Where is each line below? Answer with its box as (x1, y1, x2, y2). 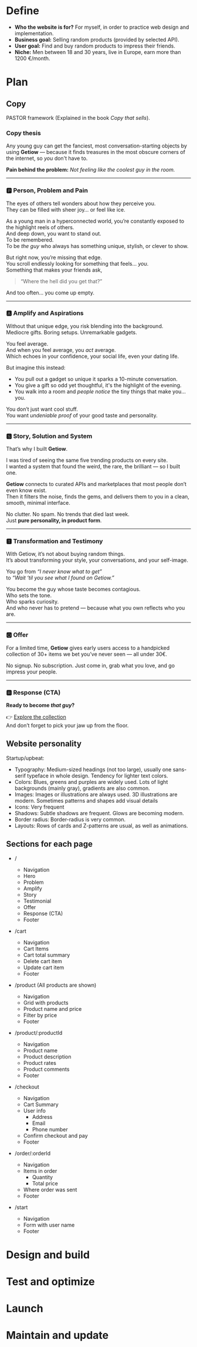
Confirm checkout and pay (23, 1132, 88, 1139)
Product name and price (23, 1005, 82, 1012)
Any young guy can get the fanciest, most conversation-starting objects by (6, 142, 188, 149)
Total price (32, 1180, 59, 1187)
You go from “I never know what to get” (6, 568, 103, 575)
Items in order (23, 1167, 57, 1174)
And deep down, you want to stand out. (6, 230, 101, 237)
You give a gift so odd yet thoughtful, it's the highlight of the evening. (14, 381, 182, 388)
